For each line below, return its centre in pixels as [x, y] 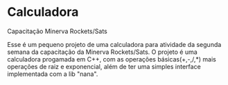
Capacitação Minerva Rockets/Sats [57, 31]
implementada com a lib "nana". [53, 74]
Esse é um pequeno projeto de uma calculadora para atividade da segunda [114, 44]
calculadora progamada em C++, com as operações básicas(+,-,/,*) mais [112, 59]
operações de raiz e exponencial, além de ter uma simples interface [104, 66]
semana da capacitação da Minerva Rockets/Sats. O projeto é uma [102, 52]
